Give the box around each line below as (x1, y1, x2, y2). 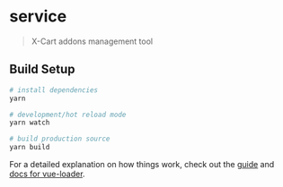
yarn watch (9, 118, 50, 127)
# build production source (9, 134, 111, 144)
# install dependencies (9, 85, 99, 95)
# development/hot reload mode (9, 110, 127, 119)
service (9, 6, 67, 27)
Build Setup (9, 62, 75, 77)
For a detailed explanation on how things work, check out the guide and (9, 159, 275, 169)
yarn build (9, 143, 50, 152)
